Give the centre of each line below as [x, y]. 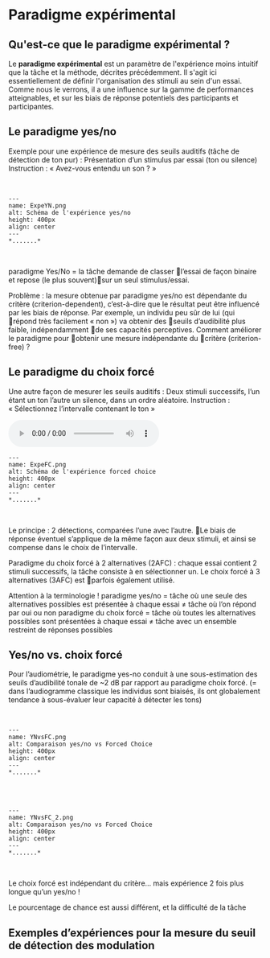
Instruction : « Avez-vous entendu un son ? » [82, 168]
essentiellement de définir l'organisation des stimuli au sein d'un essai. [125, 81]
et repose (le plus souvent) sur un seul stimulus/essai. [99, 280]
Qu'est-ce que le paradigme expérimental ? [119, 45]
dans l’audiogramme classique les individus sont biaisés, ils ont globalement [135, 691]
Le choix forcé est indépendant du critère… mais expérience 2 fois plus [126, 883]
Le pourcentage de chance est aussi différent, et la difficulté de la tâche [127, 907]
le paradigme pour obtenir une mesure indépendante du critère [117, 338]
